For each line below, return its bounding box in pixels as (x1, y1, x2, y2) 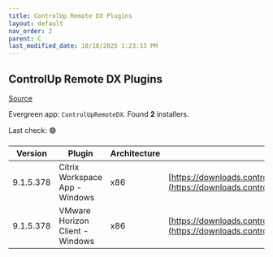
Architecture (110, 148, 161, 159)
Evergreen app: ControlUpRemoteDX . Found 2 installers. (8, 109, 189, 118)
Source (8, 93, 32, 103)
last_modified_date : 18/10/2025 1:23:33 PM (8, 42, 158, 50)
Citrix (58, 161, 80, 173)
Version (15, 148, 47, 159)
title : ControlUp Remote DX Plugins (8, 11, 132, 20)
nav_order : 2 (8, 27, 53, 35)
